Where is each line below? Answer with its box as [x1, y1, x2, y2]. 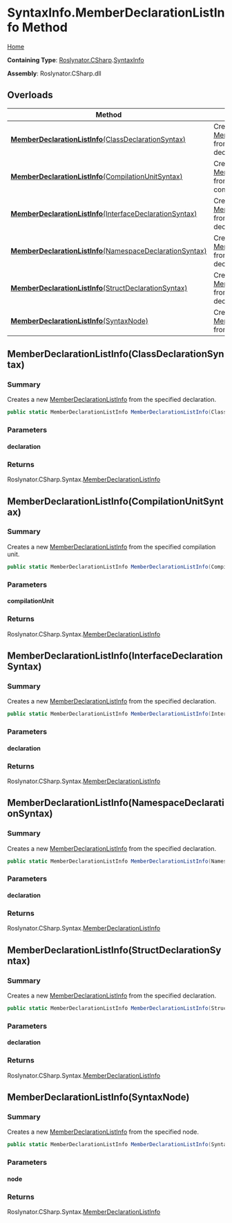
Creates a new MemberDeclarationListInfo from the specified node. [7, 1128, 199, 1136]
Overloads [7, 89, 53, 101]
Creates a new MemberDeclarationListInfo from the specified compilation [7, 542, 216, 551]
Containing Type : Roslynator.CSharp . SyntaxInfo [7, 55, 144, 64]
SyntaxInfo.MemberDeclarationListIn [7, 5, 226, 21]
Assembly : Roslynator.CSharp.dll [7, 69, 101, 77]
